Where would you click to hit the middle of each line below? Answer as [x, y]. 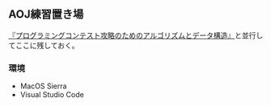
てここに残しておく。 [44, 45]
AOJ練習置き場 [46, 14]
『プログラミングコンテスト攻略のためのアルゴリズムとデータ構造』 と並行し [136, 35]
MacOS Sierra [43, 86]
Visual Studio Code [52, 95]
